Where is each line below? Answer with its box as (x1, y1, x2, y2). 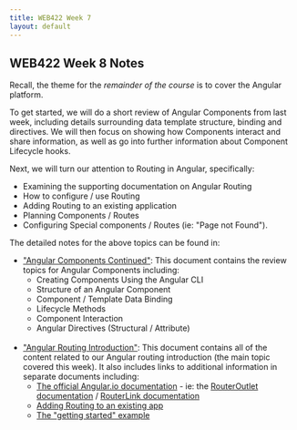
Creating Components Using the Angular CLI (36, 274, 204, 285)
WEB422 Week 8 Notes (9, 56, 145, 71)
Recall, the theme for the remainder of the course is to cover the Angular (9, 79, 282, 91)
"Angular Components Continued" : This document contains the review (22, 255, 287, 266)
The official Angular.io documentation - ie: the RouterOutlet (36, 381, 259, 392)
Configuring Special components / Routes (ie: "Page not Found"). (22, 220, 269, 230)
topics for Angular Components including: (22, 265, 180, 276)
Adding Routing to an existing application (22, 200, 178, 211)
